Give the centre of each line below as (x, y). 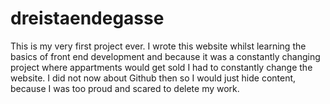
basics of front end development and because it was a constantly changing (165, 56)
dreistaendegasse (87, 18)
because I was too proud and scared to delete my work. (125, 88)
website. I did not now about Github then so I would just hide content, (153, 78)
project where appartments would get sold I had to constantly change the (161, 67)
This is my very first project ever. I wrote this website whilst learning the (158, 46)
